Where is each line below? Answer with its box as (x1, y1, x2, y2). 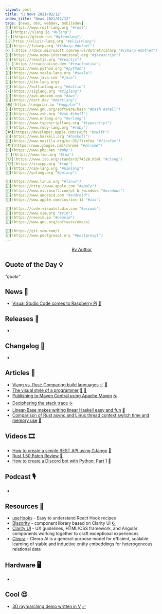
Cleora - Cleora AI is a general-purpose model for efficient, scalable (12, 536, 149, 542)
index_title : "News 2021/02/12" (5, 16, 71, 21)
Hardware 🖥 (5, 561, 41, 569)
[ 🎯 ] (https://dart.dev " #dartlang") (5, 98, 77, 103)
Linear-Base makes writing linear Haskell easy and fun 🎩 (12, 407, 126, 413)
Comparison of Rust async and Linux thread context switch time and (12, 412, 150, 418)
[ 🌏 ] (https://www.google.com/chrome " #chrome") (5, 143, 103, 148)
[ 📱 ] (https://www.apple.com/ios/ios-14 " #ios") (5, 197, 101, 202)
